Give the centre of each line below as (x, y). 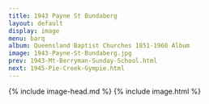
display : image (34, 31)
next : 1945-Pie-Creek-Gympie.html (67, 69)
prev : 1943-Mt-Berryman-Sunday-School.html (83, 61)
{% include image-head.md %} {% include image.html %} (104, 91)
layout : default (36, 23)
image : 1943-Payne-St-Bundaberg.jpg (70, 53)
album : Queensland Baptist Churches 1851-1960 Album (99, 46)
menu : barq (27, 38)
